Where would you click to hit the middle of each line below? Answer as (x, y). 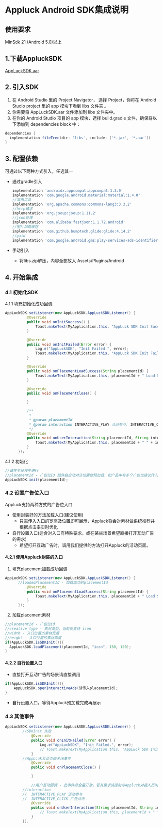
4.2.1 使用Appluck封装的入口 (34, 557)
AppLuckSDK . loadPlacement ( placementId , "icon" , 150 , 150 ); (70, 647)
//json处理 (22, 218)
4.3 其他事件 (20, 716)
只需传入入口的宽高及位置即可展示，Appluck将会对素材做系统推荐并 (87, 521)
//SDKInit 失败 (37, 731)
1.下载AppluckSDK (33, 59)
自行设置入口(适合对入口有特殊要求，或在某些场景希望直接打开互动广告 (83, 533)
